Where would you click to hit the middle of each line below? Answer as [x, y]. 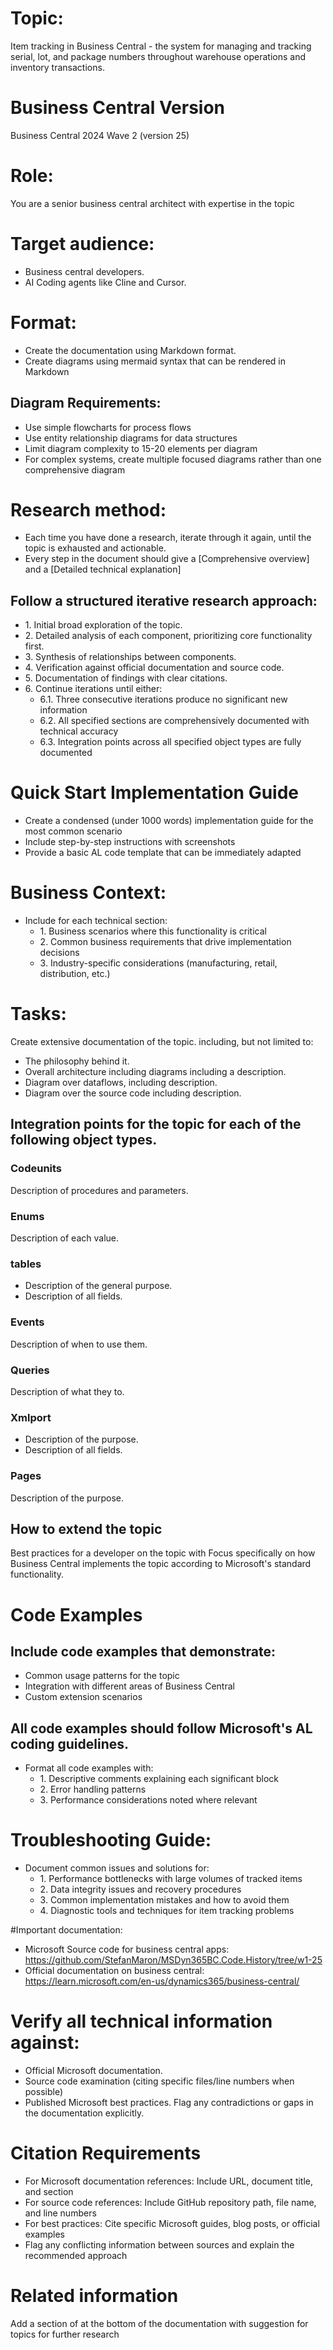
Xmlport [31, 1417]
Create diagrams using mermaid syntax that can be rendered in [155, 361]
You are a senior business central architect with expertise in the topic [152, 203]
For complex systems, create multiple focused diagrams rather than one [173, 459]
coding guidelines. [69, 1743]
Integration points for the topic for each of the [156, 1124]
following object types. [84, 1140]
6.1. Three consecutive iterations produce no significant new [163, 699]
